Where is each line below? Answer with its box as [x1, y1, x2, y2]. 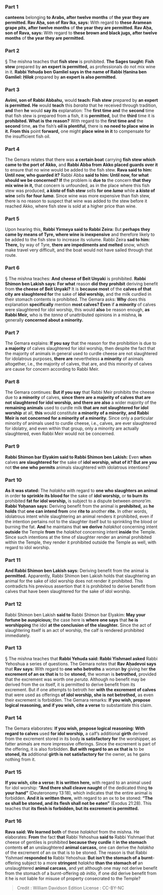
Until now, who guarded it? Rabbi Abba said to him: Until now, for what [5, 172, 149, 178]
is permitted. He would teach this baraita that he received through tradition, [5, 102, 158, 108]
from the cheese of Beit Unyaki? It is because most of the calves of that [5, 286, 152, 292]
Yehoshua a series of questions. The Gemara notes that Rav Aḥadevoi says [5, 661, 157, 666]
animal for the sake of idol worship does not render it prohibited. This [5, 578, 143, 584]
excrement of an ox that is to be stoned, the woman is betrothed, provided [5, 671, 157, 677]
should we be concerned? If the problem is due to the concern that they [5, 177, 151, 183]
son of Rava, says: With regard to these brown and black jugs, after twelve [5, 30, 158, 36]
